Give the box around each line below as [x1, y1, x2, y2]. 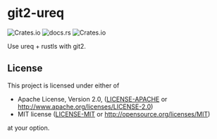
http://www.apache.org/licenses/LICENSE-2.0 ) [17, 102, 154, 111]
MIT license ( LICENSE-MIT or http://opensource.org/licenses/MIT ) [17, 109, 211, 118]
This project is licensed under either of [7, 81, 120, 90]
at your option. [7, 123, 50, 132]
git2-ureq [7, 5, 65, 21]
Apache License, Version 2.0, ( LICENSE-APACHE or [17, 95, 168, 103]
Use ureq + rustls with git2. [7, 42, 87, 50]
